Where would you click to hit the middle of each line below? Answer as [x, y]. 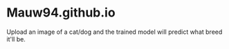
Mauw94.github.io [61, 13]
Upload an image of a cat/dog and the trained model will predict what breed [114, 32]
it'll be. [16, 39]
